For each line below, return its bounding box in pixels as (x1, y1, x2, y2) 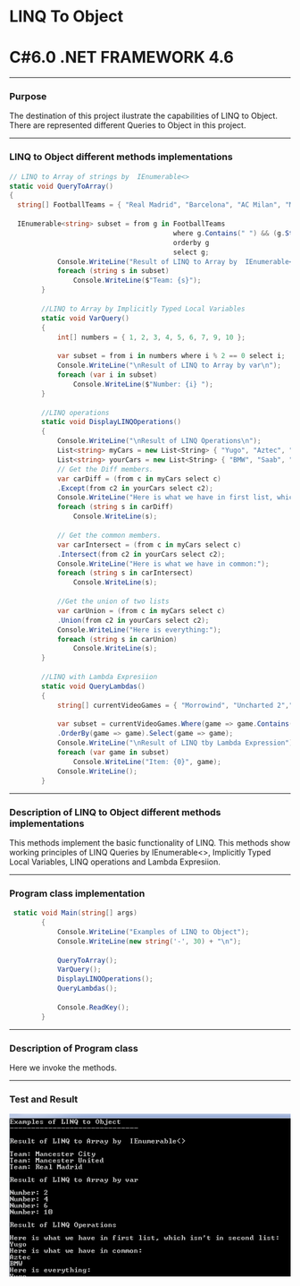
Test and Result (9, 1093, 79, 1105)
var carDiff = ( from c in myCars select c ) (56, 474, 221, 483)
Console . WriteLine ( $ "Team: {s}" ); (72, 276, 202, 285)
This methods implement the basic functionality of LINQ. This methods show (9, 837, 291, 847)
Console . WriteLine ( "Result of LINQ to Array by (56, 257, 238, 266)
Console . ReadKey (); (56, 1002, 129, 1012)
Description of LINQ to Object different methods (9, 805, 221, 818)
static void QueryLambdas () (41, 682, 146, 691)
